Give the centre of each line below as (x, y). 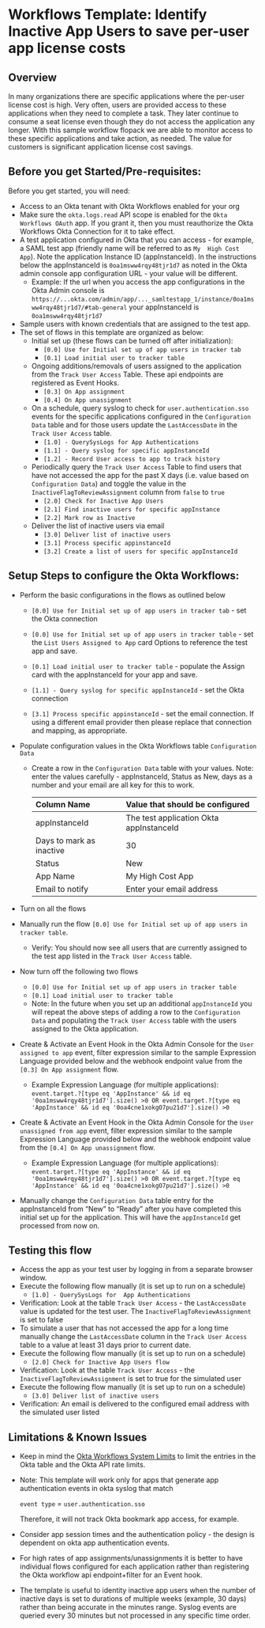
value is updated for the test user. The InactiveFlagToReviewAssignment (135, 1311)
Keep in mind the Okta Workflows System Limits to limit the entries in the (138, 1456)
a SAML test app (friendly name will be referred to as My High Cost (129, 248)
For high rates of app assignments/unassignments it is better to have (131, 1558)
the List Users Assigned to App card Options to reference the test (140, 642)
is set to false (41, 1320)
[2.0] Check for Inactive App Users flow (100, 1363)
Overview (33, 77)
